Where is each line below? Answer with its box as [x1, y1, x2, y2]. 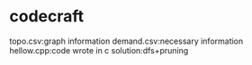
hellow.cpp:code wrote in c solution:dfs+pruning [9, 45, 189, 55]
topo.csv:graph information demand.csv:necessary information [9, 36, 244, 46]
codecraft [9, 6, 85, 27]
